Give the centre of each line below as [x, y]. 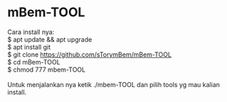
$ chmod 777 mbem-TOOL [47, 69]
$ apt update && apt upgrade [50, 39]
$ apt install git [29, 47]
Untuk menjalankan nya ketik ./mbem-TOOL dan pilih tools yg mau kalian [114, 84]
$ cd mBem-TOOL [34, 62]
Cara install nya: [31, 32]
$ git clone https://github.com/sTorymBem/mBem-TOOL [90, 55]
